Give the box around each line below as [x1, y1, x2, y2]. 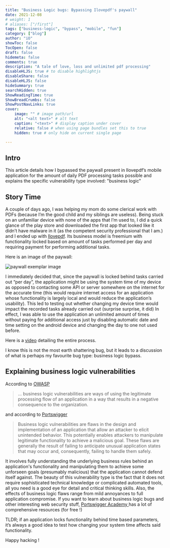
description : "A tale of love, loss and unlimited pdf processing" [5, 64, 151, 69]
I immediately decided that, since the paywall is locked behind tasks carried [5, 273, 164, 280]
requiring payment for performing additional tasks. [5, 244, 111, 250]
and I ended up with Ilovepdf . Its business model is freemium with [5, 233, 143, 239]
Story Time [5, 193, 41, 201]
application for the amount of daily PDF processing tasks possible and [5, 172, 152, 178]
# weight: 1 [5, 17, 30, 22]
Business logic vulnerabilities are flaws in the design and [17, 421, 136, 427]
